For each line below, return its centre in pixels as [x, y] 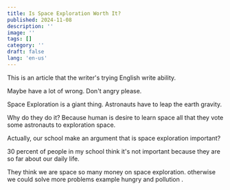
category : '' [26, 45]
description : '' [30, 26]
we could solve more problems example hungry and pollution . [95, 179]
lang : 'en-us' [27, 58]
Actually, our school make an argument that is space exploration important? [114, 138]
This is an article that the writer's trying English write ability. [92, 78]
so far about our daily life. [44, 158]
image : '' [21, 33]
